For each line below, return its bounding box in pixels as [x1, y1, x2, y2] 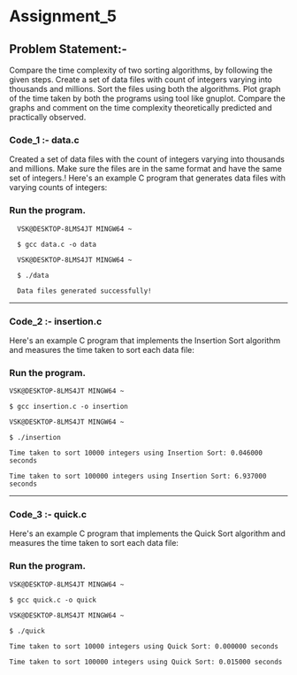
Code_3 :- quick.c [9, 509, 87, 521]
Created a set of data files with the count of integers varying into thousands [9, 154, 286, 165]
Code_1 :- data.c [9, 134, 80, 146]
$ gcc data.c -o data [17, 240, 97, 249]
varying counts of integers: [9, 182, 108, 193]
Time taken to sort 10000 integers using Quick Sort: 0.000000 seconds [9, 641, 278, 651]
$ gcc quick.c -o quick [9, 595, 97, 604]
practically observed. [9, 112, 87, 122]
